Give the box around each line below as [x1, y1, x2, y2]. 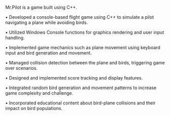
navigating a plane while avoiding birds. [5, 20, 88, 25]
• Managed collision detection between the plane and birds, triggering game [5, 60, 165, 65]
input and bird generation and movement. [5, 50, 92, 56]
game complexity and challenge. [5, 90, 74, 96]
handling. [5, 35, 25, 41]
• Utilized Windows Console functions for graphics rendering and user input [5, 29, 164, 35]
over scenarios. [5, 65, 38, 71]
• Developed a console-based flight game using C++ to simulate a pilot [5, 14, 154, 20]
